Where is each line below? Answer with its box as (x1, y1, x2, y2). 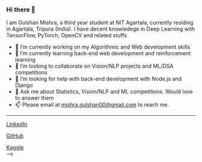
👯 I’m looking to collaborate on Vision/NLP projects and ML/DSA (14, 62, 174, 70)
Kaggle (6, 144, 24, 151)
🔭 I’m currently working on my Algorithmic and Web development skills (14, 43, 191, 50)
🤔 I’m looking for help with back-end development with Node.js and (14, 75, 182, 83)
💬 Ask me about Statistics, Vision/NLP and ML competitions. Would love (14, 88, 194, 95)
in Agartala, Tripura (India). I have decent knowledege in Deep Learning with (6, 25, 195, 32)
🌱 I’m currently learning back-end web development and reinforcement (14, 50, 191, 57)
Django (14, 82, 33, 89)
